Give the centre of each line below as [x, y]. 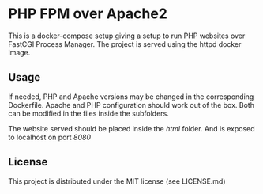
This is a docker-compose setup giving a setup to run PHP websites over [127, 36]
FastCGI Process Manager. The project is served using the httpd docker [125, 44]
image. [19, 52]
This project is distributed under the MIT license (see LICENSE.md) [117, 181]
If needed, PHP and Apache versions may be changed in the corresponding [131, 97]
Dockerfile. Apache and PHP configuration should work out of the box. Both [131, 105]
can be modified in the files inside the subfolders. [89, 113]
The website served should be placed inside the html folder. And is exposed [131, 128]
